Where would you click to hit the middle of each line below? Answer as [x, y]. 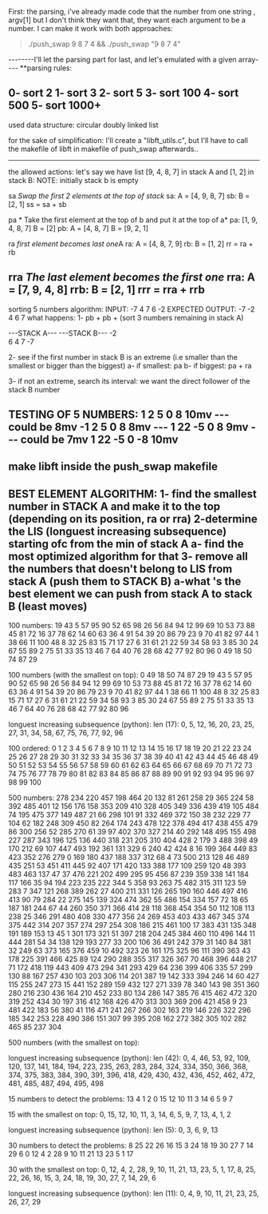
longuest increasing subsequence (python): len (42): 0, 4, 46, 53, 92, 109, [130, 1058]
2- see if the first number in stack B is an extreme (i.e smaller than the [123, 357]
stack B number [34, 389]
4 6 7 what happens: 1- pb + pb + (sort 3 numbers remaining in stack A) [126, 317]
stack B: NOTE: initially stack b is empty [73, 180]
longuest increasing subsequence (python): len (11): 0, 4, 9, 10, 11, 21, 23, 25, [134, 1193]
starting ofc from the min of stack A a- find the [126, 544]
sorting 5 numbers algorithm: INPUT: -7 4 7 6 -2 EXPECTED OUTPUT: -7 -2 [132, 309]
